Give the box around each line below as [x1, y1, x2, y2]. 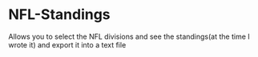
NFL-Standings [8, 6, 111, 24]
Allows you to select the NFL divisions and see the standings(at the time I [8, 32, 250, 41]
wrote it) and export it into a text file [8, 40, 127, 49]
